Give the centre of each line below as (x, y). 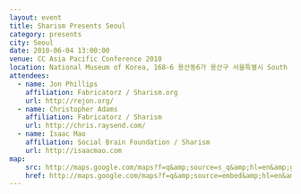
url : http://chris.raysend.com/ (86, 126)
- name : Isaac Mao (52, 134)
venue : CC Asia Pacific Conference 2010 (86, 59)
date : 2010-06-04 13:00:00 (60, 51)
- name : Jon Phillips (58, 84)
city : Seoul (31, 42)
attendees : (30, 76)
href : (36, 175)
